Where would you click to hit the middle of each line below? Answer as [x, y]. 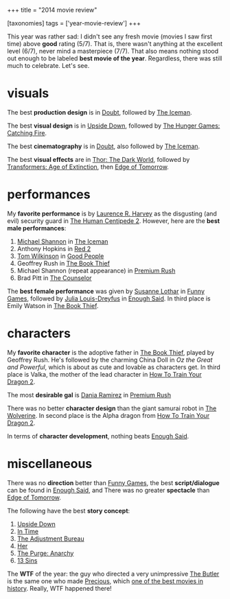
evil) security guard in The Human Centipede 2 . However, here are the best [114, 221]
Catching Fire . [27, 132]
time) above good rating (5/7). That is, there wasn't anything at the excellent [115, 44]
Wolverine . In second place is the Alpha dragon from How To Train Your [108, 415]
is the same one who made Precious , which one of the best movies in [105, 581]
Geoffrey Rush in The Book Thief [63, 263]
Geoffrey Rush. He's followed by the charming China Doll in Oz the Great [110, 360]
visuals [28, 94]
